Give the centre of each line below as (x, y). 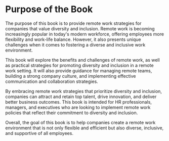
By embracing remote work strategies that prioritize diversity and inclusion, (83, 91)
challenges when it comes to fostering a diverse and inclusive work (75, 44)
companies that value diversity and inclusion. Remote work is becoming (80, 28)
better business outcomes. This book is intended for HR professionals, (78, 102)
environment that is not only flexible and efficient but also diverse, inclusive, (85, 128)
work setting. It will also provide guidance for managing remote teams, (79, 70)
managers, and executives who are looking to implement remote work (78, 107)
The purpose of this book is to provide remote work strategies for (73, 23)
